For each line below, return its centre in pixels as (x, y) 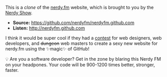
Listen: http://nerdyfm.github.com (49, 28)
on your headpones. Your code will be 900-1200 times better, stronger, (80, 65)
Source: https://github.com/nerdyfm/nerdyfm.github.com (74, 23)
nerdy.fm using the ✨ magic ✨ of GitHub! (47, 49)
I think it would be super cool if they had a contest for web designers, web (83, 38)
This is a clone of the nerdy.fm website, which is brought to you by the (80, 7)
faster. (12, 70)
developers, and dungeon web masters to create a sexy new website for (81, 43)
